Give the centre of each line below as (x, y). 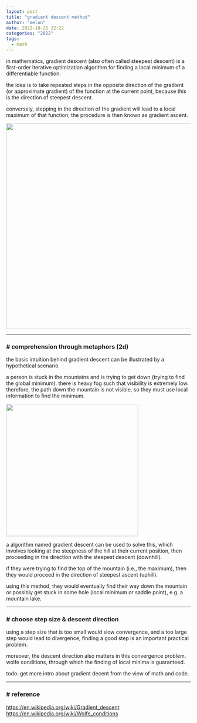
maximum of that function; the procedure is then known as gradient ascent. (97, 115)
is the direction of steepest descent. (50, 97)
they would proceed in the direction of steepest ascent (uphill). (82, 575)
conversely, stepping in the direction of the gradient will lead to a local (91, 109)
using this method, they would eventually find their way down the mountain (97, 586)
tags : (13, 39)
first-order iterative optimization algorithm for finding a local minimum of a (96, 67)
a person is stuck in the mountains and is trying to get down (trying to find (95, 377)
